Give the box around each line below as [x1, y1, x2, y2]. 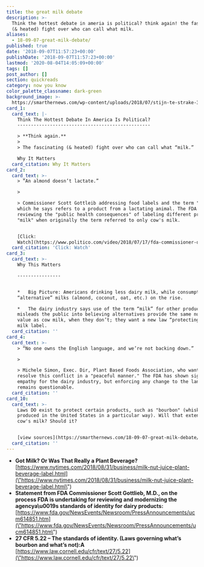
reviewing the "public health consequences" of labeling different [17, 211, 191, 217]
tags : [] [6, 65, 29, 72]
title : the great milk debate [6, 9, 83, 15]
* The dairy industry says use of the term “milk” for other [17, 306, 181, 312]
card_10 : [6, 395, 29, 402]
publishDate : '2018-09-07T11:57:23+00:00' [6, 54, 115, 60]
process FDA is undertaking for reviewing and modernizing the [15, 496, 177, 503]
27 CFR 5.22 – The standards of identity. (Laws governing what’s [15, 534, 182, 542]
